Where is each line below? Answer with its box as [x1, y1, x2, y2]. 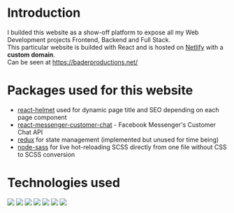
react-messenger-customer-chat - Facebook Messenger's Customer [17, 121, 217, 129]
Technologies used [7, 175, 121, 191]
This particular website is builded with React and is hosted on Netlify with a [7, 43, 224, 51]
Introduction [7, 5, 81, 21]
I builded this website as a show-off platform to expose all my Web [7, 28, 199, 36]
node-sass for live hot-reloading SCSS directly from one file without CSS [17, 142, 227, 151]
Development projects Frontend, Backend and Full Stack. [7, 35, 171, 43]
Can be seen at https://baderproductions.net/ [7, 57, 138, 66]
